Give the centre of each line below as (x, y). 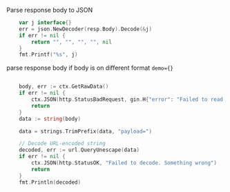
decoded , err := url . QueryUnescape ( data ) (79, 150)
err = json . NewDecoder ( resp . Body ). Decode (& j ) (86, 29)
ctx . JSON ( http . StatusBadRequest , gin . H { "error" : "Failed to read (127, 99)
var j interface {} (45, 23)
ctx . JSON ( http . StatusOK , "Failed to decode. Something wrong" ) (124, 163)
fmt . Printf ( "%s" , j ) (48, 55)
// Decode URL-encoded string (63, 144)
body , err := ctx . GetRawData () (64, 87)
